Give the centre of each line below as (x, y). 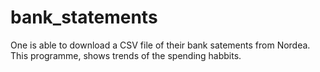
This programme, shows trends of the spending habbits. (126, 55)
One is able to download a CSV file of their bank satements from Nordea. (160, 45)
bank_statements (84, 17)
